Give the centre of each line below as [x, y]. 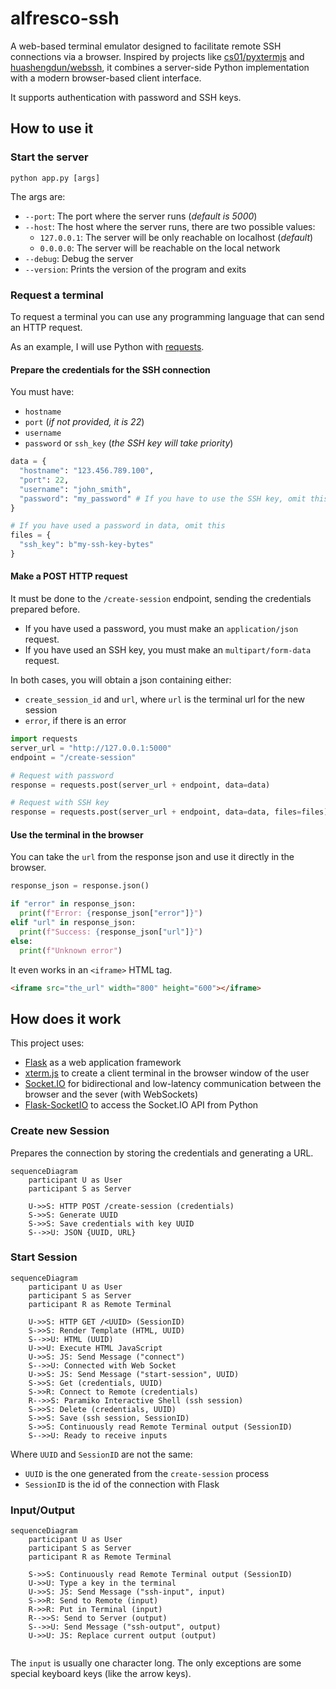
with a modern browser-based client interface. [106, 78]
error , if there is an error [75, 721]
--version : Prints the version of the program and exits [135, 269]
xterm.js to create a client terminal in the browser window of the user [167, 1073]
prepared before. [45, 609]
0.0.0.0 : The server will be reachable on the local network [160, 248]
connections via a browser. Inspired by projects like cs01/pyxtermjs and [157, 56]
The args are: [38, 196]
